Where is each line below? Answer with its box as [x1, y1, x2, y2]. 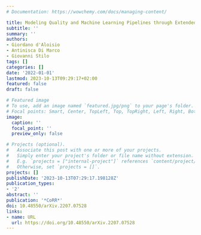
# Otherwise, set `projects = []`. [6, 164, 100, 170]
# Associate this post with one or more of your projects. [6, 147, 162, 153]
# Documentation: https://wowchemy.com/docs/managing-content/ [6, 8, 167, 15]
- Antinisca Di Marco [6, 47, 60, 54]
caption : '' [11, 119, 42, 126]
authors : [6, 37, 28, 43]
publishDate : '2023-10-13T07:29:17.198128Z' [6, 175, 119, 181]
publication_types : [6, 180, 55, 186]
